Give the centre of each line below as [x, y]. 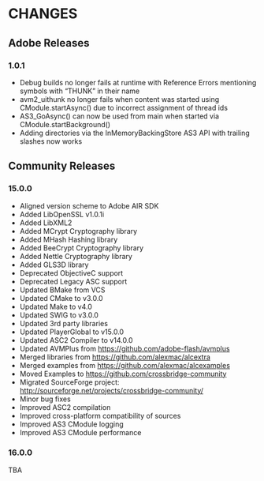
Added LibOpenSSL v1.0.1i [62, 214]
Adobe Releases [49, 43]
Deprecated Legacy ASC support [73, 281]
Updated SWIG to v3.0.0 [59, 315]
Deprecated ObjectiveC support [71, 272]
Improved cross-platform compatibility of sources [100, 415]
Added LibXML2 [46, 223]
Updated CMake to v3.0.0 [61, 298]
